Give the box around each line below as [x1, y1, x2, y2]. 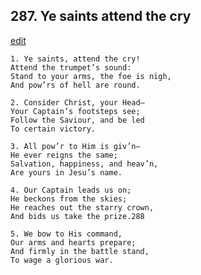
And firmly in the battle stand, [10, 246, 150, 256]
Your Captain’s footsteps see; [10, 106, 141, 116]
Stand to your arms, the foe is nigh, [10, 71, 172, 81]
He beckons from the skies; [10, 194, 128, 204]
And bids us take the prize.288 [10, 211, 145, 221]
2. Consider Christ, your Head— [10, 97, 145, 108]
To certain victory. [10, 124, 97, 134]
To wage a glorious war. [10, 255, 114, 265]
